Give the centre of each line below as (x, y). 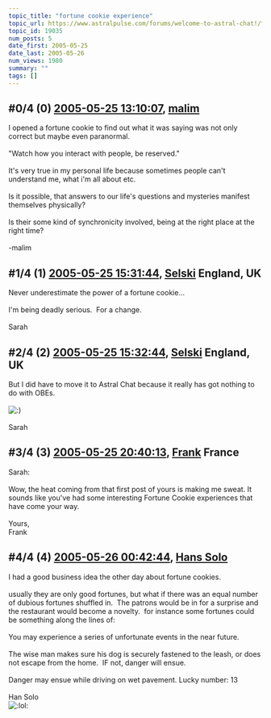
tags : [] (23, 76)
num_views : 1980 (35, 61)
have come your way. (44, 506)
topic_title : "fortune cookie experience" (81, 16)
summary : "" (28, 69)
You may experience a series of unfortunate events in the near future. (124, 637)
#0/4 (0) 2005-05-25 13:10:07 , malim (104, 109)
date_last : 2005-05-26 (46, 53)
